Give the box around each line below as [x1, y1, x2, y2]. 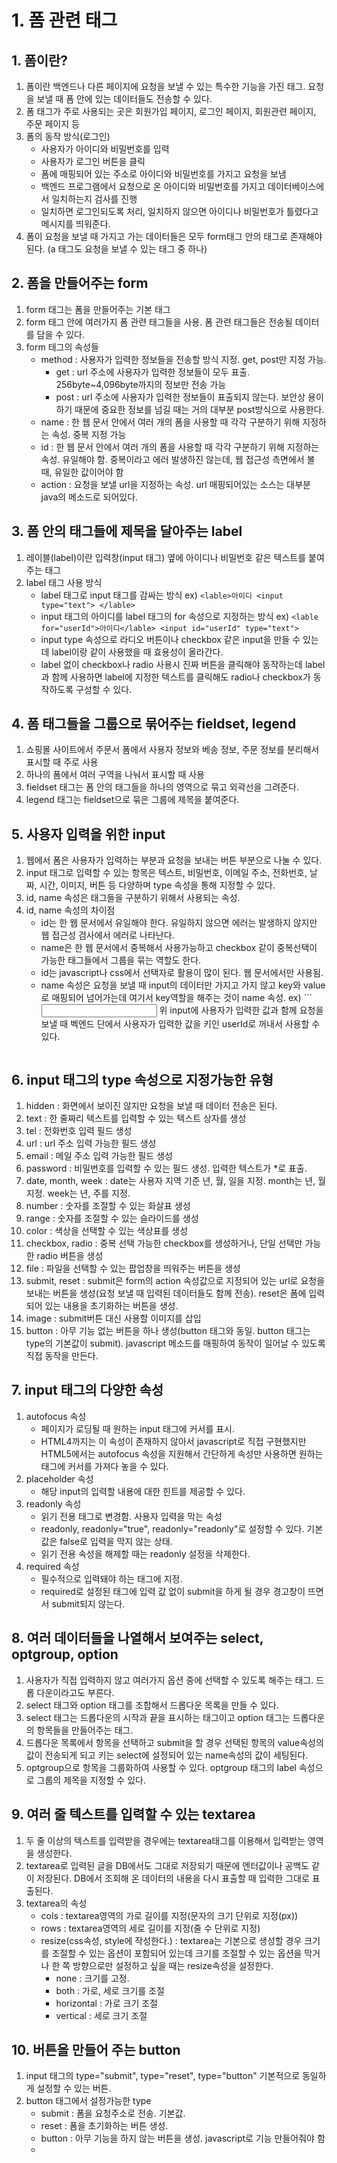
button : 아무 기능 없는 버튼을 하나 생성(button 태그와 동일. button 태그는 [25, 1325, 311, 1337]
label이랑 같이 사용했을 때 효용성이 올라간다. [51, 646, 224, 658]
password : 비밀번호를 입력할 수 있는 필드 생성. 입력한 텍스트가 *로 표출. [25, 1162, 308, 1175]
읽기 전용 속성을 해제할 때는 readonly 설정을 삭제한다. [40, 1547, 251, 1560]
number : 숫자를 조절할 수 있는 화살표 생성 [25, 1200, 191, 1212]
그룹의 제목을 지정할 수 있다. [36, 1774, 146, 1786]
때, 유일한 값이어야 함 [40, 466, 124, 478]
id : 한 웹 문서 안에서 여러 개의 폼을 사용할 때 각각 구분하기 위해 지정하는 [40, 441, 320, 453]
